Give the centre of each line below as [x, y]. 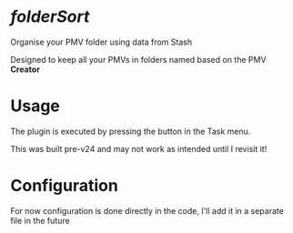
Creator [25, 69]
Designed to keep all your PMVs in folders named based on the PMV [138, 59]
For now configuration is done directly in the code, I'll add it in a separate [147, 210]
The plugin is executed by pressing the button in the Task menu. [131, 131]
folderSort [50, 17]
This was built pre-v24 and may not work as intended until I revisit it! [139, 148]
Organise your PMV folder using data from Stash [101, 42]
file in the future [40, 220]
